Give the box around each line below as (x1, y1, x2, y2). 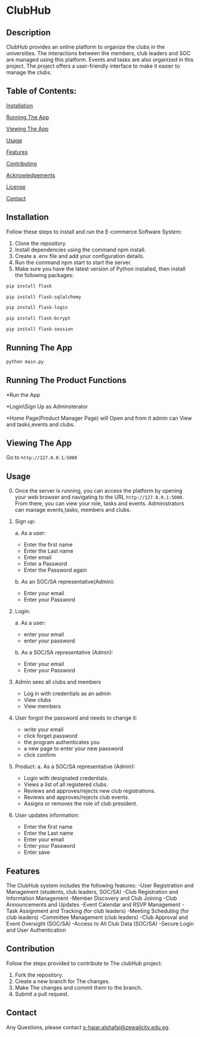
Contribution (6, 944, 55, 954)
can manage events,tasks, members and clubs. (14, 507, 131, 514)
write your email (23, 726, 64, 733)
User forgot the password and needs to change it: (14, 714, 138, 721)
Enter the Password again (23, 566, 87, 574)
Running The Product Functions (6, 375, 127, 386)
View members (23, 703, 61, 710)
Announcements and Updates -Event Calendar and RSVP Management (6, 900, 181, 908)
